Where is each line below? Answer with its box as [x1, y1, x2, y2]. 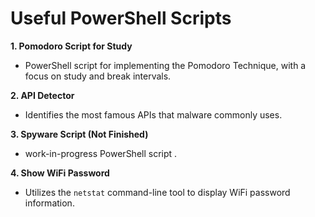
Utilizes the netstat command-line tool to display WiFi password [24, 186, 291, 198]
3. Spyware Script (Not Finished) [10, 128, 149, 140]
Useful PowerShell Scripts [10, 7, 232, 30]
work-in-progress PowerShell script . [24, 147, 178, 159]
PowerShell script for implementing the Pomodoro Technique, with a [24, 59, 307, 71]
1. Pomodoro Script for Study [10, 40, 133, 52]
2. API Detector [10, 89, 75, 101]
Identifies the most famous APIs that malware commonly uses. [24, 108, 283, 121]
